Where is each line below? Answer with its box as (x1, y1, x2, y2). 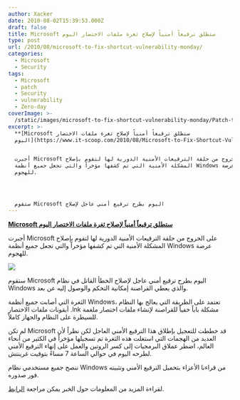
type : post (8, 37, 41, 44)
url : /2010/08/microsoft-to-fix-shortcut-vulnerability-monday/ (8, 43, 203, 51)
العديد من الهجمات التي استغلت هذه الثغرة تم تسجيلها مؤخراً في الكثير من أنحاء (8, 334, 216, 342)
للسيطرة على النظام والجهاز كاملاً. (8, 312, 98, 321)
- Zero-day (14, 103, 47, 111)
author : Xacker (8, 10, 53, 18)
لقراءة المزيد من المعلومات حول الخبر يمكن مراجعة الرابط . (8, 384, 165, 393)
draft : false (8, 24, 47, 31)
